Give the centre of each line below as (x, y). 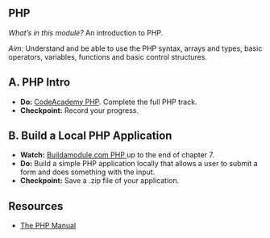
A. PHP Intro (39, 83)
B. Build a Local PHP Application (90, 136)
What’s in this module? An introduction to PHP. (86, 32)
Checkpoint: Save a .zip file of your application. (100, 181)
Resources (36, 206)
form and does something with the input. (87, 172)
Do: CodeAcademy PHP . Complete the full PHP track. (108, 102)
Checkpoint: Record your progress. (79, 110)
